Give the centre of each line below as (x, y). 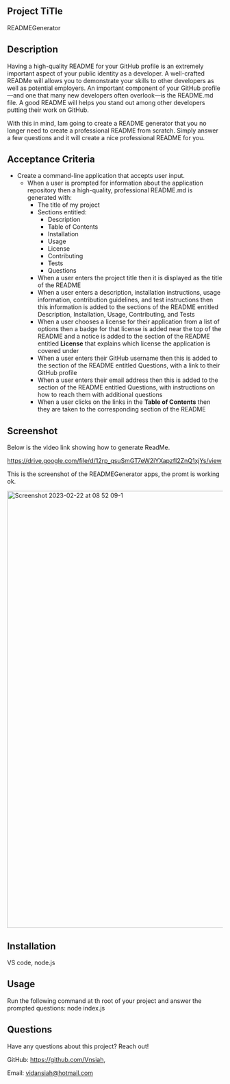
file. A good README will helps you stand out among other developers (106, 102)
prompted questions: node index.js (56, 1008)
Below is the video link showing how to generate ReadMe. (89, 448)
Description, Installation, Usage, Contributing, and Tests (116, 315)
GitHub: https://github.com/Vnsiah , (56, 1059)
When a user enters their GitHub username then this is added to (127, 358)
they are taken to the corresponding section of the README (122, 409)
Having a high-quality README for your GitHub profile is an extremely (105, 66)
